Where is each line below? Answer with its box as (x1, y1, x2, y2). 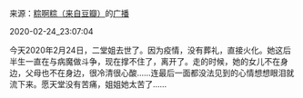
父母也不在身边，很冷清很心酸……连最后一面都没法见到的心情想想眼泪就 (25, 67, 295, 78)
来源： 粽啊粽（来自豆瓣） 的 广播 (9, 8, 129, 18)
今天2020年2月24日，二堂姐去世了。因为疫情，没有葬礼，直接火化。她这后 (9, 44, 291, 55)
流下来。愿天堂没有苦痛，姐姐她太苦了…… (9, 79, 167, 89)
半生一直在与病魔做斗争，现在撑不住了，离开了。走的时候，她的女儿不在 (9, 56, 280, 66)
